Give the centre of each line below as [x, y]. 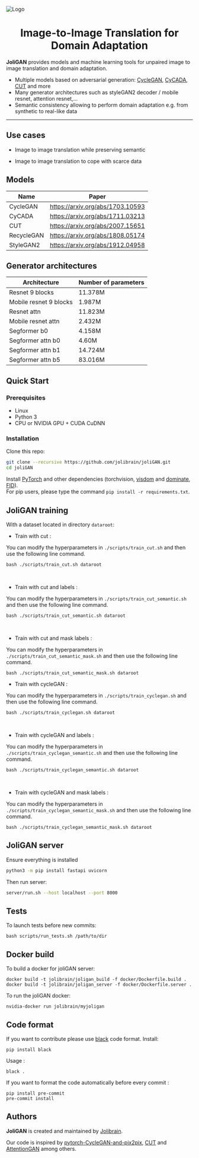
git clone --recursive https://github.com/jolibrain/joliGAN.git [88, 462]
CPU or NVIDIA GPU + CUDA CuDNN [60, 423]
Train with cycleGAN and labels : [54, 735]
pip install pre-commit [36, 1093]
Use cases [26, 135]
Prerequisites [26, 398]
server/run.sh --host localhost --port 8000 [62, 893]
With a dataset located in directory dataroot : [60, 525]
